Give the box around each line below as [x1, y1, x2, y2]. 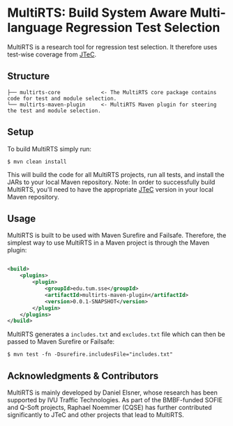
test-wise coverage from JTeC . [7, 50, 96, 59]
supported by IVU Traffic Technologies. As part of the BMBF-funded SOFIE [7, 396, 223, 404]
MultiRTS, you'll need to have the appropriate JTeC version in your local [7, 185, 214, 193]
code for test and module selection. [7, 95, 117, 102]
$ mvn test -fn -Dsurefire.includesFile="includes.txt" [7, 351, 173, 358]
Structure [7, 70, 50, 82]
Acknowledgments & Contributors [7, 370, 159, 381]
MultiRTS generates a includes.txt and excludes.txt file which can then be [7, 330, 225, 339]
